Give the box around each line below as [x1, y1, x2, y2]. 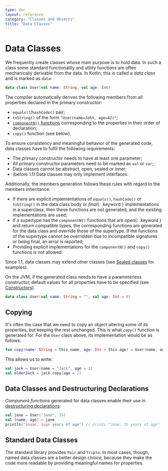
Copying [5, 308, 32, 317]
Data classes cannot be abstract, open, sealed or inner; [12, 166, 127, 172]
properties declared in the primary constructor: [5, 100, 102, 106]
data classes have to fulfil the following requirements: [5, 146, 115, 152]
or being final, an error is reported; [12, 239, 84, 245]
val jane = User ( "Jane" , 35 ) [5, 413, 66, 418]
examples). [5, 264, 28, 271]
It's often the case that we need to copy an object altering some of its [5, 321, 148, 327]
